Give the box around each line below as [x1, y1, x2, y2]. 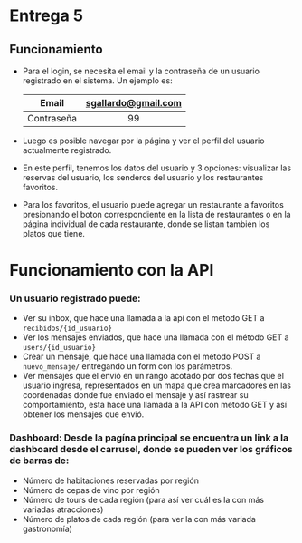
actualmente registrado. [22, 145, 112, 155]
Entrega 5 [9, 5, 84, 26]
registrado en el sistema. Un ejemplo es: [22, 75, 174, 86]
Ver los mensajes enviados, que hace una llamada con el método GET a [22, 332, 289, 343]
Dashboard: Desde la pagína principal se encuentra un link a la [9, 431, 289, 444]
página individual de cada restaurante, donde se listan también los [22, 218, 270, 229]
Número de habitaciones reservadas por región [22, 475, 199, 486]
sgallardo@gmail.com [85, 97, 183, 109]
